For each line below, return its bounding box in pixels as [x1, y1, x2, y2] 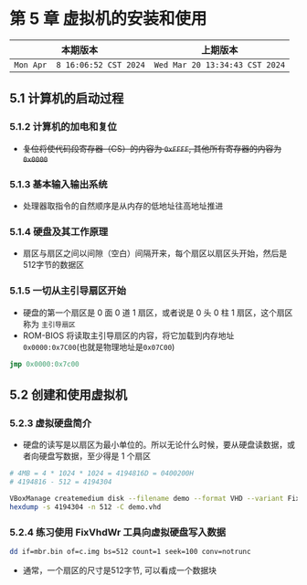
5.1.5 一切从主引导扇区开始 [9, 284, 126, 297]
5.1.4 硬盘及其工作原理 [9, 225, 109, 238]
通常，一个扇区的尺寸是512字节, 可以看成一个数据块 [22, 564, 217, 576]
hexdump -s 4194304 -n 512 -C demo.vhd [9, 502, 162, 512]
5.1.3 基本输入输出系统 [9, 177, 108, 190]
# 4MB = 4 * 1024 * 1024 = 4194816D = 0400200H [9, 469, 195, 478]
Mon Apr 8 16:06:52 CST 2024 [14, 59, 146, 69]
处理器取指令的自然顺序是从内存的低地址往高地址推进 [22, 200, 224, 211]
